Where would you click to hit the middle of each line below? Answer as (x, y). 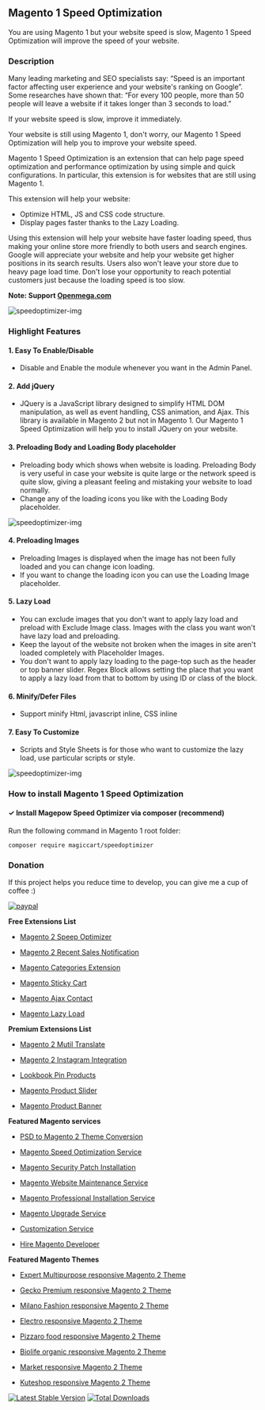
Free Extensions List (42, 921)
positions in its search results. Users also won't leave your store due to (123, 263)
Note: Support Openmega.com (60, 296)
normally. (35, 490)
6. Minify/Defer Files (42, 696)
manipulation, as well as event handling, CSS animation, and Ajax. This (134, 412)
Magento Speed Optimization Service (81, 1151)
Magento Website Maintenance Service (84, 1182)
